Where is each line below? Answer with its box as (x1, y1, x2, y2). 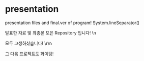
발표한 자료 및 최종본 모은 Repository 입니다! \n (5, 30, 97, 35)
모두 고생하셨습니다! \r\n (5, 40, 52, 46)
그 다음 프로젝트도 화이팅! (5, 51, 54, 57)
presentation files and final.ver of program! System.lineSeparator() (5, 20, 140, 26)
